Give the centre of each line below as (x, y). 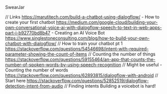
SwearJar (15, 7)
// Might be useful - (142, 65)
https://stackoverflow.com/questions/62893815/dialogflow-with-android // (82, 75)
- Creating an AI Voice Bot (78, 33)
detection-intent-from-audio (34, 86)
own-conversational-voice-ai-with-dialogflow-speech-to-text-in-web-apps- (83, 27)
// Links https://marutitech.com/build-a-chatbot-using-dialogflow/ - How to (82, 17)
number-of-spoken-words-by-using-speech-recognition (63, 65)
